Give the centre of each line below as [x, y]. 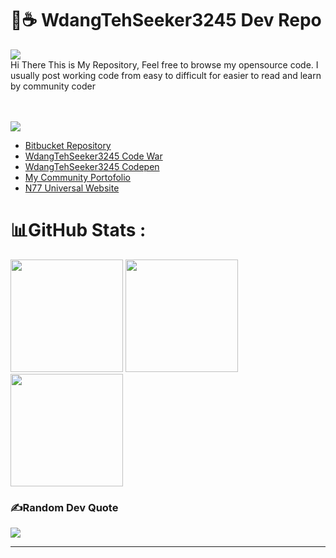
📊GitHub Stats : [78, 230]
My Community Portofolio [77, 177]
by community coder [53, 86]
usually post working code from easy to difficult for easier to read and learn [166, 75]
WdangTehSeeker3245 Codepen [92, 166]
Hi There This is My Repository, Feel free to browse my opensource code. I [164, 64]
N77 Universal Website [72, 188]
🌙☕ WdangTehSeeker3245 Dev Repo [166, 20]
